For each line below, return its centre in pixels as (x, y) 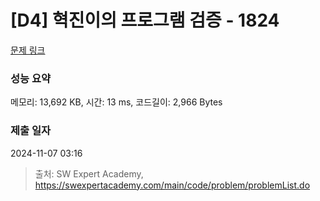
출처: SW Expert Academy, (89, 173)
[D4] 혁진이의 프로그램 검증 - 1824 (145, 20)
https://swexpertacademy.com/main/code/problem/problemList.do (172, 185)
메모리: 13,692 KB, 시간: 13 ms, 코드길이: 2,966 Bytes (116, 102)
